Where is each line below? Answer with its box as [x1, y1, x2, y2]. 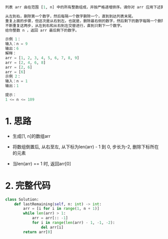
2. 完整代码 [5, 180, 51, 191]
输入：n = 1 [5, 79, 28, 84]
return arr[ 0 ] [23, 229, 52, 234]
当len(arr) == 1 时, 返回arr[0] [12, 160, 71, 166]
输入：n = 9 [5, 42, 28, 47]
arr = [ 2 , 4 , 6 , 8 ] [5, 60, 46, 65]
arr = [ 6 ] [5, 69, 26, 75]
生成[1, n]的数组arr [12, 133, 51, 139]
